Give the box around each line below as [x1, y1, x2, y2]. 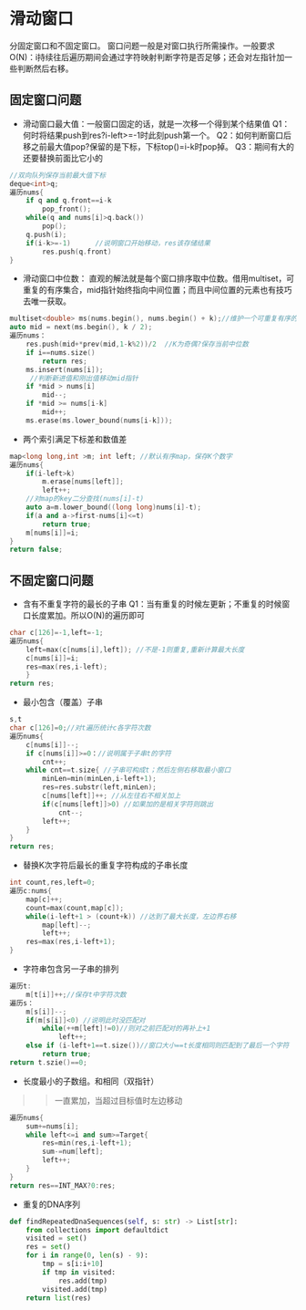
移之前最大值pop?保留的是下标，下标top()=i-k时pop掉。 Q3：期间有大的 [22, 140, 294, 151]
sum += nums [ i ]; [25, 1121, 79, 1131]
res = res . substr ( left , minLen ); [42, 783, 157, 792]
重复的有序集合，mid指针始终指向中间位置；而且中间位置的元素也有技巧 [22, 285, 293, 296]
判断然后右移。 [16, 63, 74, 74]
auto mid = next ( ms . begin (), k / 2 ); [9, 323, 153, 332]
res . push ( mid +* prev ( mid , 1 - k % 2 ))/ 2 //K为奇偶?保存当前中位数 [25, 339, 249, 348]
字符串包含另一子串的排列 [22, 963, 119, 974]
